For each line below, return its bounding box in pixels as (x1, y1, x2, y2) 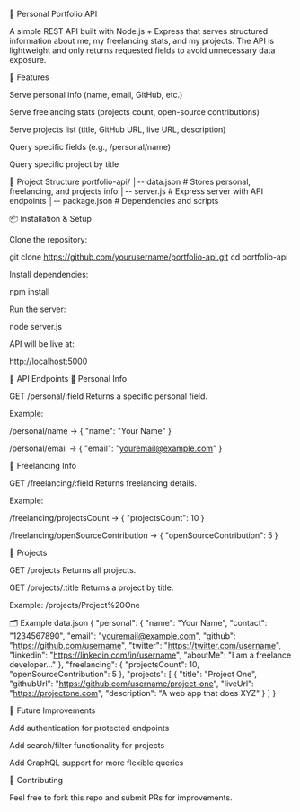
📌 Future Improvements (9, 705, 96, 716)
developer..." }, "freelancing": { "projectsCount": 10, (9, 659, 200, 669)
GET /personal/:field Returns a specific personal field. (9, 391, 208, 402)
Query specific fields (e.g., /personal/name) (9, 142, 172, 152)
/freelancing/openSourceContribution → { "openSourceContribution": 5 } (9, 530, 278, 541)
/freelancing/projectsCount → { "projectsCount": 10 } (9, 513, 205, 523)
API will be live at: (9, 339, 75, 349)
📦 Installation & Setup (9, 214, 93, 224)
